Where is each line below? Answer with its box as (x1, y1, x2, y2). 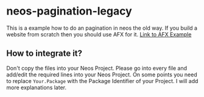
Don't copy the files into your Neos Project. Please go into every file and (6, 64, 188, 72)
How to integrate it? (6, 48, 83, 59)
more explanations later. (6, 84, 67, 91)
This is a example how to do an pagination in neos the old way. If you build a (6, 24, 198, 32)
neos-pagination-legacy (6, 4, 132, 18)
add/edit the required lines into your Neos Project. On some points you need (6, 71, 197, 78)
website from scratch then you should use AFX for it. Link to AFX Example (6, 30, 192, 38)
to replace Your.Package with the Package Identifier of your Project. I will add (6, 77, 199, 84)
